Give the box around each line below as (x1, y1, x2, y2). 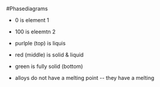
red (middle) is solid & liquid (14, 51, 84, 58)
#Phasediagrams (6, 5, 48, 12)
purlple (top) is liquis (14, 40, 66, 46)
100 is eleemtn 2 (14, 28, 56, 35)
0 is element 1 (14, 17, 49, 23)
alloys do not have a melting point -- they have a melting (14, 74, 155, 81)
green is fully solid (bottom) (14, 63, 83, 70)
